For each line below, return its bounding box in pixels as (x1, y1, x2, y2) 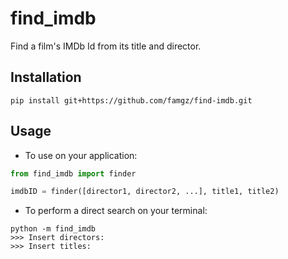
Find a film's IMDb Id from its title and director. (10, 40, 202, 52)
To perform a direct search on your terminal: (24, 205, 208, 217)
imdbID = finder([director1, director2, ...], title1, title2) (10, 187, 280, 197)
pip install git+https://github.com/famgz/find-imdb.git (10, 95, 253, 106)
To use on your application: (24, 149, 138, 161)
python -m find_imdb (10, 224, 97, 234)
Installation (10, 69, 82, 86)
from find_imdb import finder (10, 168, 137, 179)
